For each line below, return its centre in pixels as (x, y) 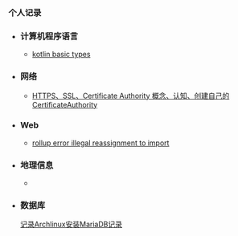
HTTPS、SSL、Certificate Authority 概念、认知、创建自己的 (131, 96)
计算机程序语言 (49, 36)
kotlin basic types (61, 55)
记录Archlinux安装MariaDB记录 (71, 224)
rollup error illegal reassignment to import (101, 143)
